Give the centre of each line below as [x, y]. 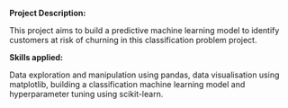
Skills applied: [36, 57]
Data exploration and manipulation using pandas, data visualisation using [144, 75]
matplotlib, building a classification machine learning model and [127, 84]
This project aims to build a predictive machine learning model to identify [144, 30]
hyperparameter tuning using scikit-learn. [86, 94]
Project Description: [48, 13]
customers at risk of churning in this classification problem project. [133, 40]
